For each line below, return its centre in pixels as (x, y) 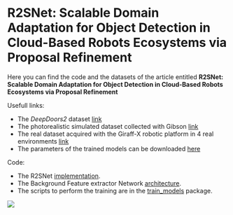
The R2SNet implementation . (59, 176)
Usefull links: (26, 105)
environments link (43, 141)
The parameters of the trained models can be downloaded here (109, 148)
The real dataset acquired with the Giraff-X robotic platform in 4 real (115, 134)
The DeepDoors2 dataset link (59, 119)
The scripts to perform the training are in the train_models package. (115, 190)
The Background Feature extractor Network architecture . (99, 183)
